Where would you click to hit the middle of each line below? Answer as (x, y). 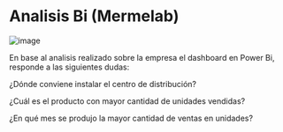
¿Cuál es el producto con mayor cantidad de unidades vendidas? (127, 101)
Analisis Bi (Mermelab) (94, 16)
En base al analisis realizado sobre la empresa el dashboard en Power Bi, (142, 57)
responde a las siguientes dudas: (69, 67)
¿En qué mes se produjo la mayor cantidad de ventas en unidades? (131, 118)
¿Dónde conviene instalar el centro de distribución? (103, 84)
